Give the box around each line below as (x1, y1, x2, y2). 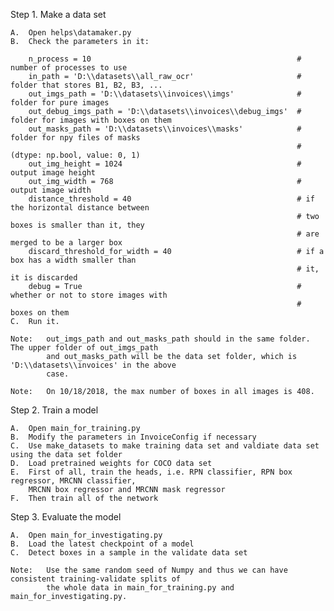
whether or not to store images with (10, 290, 168, 300)
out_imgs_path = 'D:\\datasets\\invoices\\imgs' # (28, 89, 302, 99)
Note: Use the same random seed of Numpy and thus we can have (10, 565, 288, 575)
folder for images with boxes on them (10, 115, 172, 125)
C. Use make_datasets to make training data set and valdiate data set (10, 441, 320, 451)
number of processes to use (10, 63, 128, 73)
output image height (10, 168, 97, 178)
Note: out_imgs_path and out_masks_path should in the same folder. (10, 334, 311, 344)
